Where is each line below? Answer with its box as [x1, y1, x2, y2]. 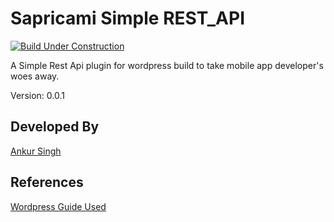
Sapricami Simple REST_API [10, 7, 246, 30]
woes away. [10, 70, 60, 82]
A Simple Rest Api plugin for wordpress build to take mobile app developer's [10, 59, 324, 71]
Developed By [10, 118, 100, 136]
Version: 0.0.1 [10, 89, 65, 101]
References [10, 174, 84, 191]
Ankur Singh [10, 145, 62, 157]
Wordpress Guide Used [10, 200, 107, 212]
